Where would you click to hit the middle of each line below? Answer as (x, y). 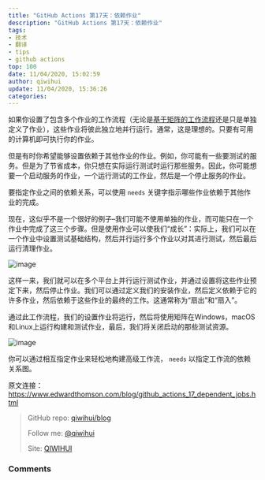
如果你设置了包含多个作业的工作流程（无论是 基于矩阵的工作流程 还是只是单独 (132, 120)
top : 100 (22, 67)
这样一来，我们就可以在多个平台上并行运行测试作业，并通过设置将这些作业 (129, 281)
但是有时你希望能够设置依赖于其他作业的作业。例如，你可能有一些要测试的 (129, 156)
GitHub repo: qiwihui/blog (69, 418)
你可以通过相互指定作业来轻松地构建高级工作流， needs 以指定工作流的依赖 (129, 359)
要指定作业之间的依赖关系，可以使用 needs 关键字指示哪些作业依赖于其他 (126, 192)
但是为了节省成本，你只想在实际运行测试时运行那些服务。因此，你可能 (136, 166)
